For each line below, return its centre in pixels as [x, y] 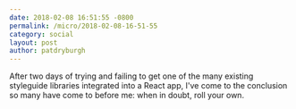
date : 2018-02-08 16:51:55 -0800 [72, 17]
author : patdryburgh [48, 51]
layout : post [34, 42]
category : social [42, 34]
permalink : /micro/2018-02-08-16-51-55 [84, 26]
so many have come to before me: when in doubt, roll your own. [127, 96]
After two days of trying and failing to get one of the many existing [131, 76]
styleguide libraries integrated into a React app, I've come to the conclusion [148, 86]
